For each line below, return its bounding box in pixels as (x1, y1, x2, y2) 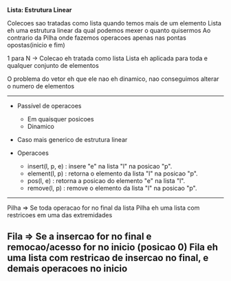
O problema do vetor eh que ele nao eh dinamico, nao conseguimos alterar (7, 75, 219, 83)
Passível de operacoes (16, 102, 82, 110)
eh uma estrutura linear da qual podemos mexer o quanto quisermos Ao (7, 27, 211, 34)
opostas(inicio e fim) (7, 41, 65, 49)
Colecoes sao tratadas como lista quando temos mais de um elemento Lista (7, 19, 222, 27)
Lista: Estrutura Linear (7, 6, 72, 14)
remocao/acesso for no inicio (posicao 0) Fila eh (7, 241, 219, 253)
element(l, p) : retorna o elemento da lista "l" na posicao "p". (27, 169, 198, 178)
